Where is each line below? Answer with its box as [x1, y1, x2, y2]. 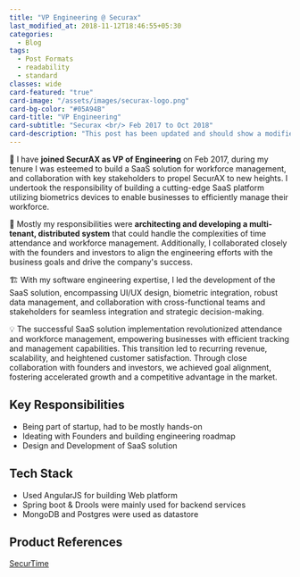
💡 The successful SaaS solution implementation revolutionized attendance [9, 323, 283, 334]
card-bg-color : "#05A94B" [9, 105, 105, 113]
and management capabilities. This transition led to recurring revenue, [9, 343, 268, 354]
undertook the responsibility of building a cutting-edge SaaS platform [9, 182, 265, 193]
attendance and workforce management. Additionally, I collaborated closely [9, 238, 287, 248]
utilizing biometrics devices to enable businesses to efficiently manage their [9, 191, 288, 202]
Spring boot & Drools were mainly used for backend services [21, 499, 246, 510]
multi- [248, 218, 272, 229]
